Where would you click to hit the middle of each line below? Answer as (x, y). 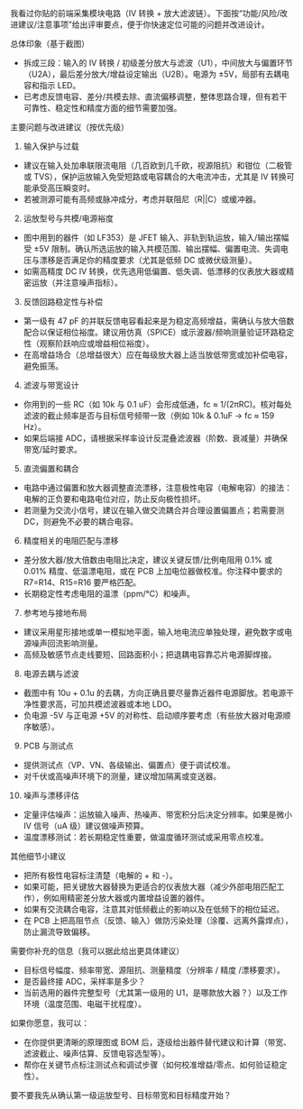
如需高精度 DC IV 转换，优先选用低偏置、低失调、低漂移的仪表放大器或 (155, 271)
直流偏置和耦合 (51, 468)
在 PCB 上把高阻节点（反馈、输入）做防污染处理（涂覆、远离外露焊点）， (158, 921)
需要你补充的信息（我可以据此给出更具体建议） (97, 951)
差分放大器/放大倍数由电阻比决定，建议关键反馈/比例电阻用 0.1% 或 (148, 560)
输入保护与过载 (51, 146)
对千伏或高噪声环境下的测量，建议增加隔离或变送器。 (122, 776)
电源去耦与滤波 (51, 674)
